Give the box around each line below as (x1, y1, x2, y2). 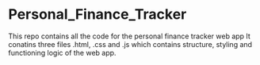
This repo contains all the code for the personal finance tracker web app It (8, 31, 251, 41)
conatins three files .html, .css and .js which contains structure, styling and (8, 39, 252, 49)
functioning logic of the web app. (8, 48, 117, 57)
